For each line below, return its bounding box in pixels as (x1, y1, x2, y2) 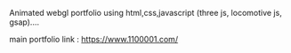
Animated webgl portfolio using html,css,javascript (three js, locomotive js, (9, 8, 282, 18)
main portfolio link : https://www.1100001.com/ (9, 34, 179, 44)
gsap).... (9, 17, 40, 27)
